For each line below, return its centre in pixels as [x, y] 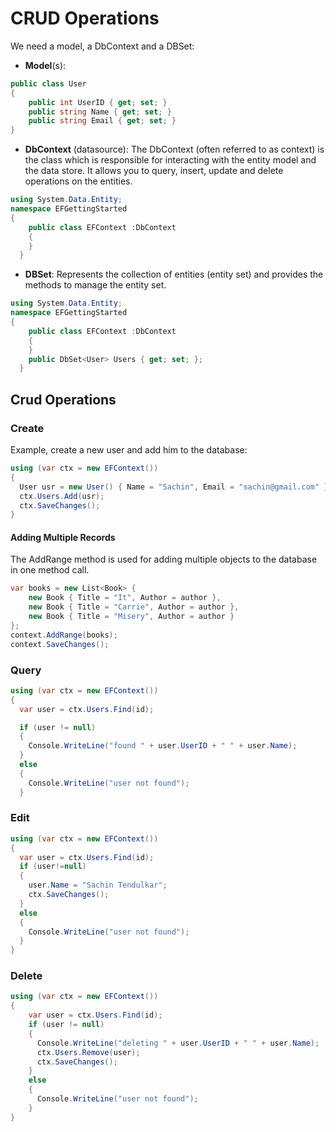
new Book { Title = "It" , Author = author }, [125, 598]
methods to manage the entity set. [95, 285]
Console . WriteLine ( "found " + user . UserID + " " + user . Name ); [163, 746]
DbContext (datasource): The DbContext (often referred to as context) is [174, 149]
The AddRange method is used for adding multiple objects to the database [164, 559]
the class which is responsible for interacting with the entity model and [170, 160]
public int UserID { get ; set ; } [98, 102]
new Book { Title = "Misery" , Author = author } [131, 617]
